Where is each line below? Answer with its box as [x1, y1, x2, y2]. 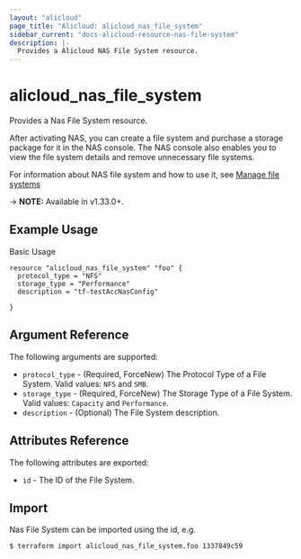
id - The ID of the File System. [22, 474, 135, 485]
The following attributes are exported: [9, 456, 149, 468]
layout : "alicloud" [9, 13, 83, 23]
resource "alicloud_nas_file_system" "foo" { [9, 263, 182, 273]
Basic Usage [9, 246, 57, 257]
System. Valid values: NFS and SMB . [22, 378, 149, 389]
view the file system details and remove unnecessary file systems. [9, 152, 255, 163]
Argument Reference [9, 328, 129, 343]
